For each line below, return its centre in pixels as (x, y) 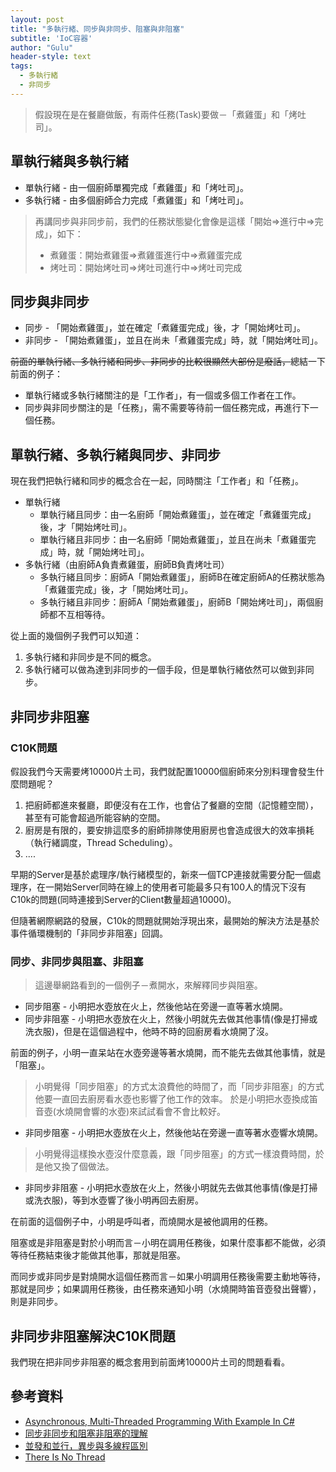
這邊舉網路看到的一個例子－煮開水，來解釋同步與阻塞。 (148, 985)
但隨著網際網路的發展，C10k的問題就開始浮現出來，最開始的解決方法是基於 (165, 920)
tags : (21, 66)
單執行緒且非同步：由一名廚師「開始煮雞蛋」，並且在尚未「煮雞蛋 (173, 540)
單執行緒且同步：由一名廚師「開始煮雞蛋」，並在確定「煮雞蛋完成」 (178, 515)
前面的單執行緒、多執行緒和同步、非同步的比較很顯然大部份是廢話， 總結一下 (168, 362)
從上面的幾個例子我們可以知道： (76, 636)
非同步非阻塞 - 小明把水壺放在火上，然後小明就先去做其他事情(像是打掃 (171, 1188)
